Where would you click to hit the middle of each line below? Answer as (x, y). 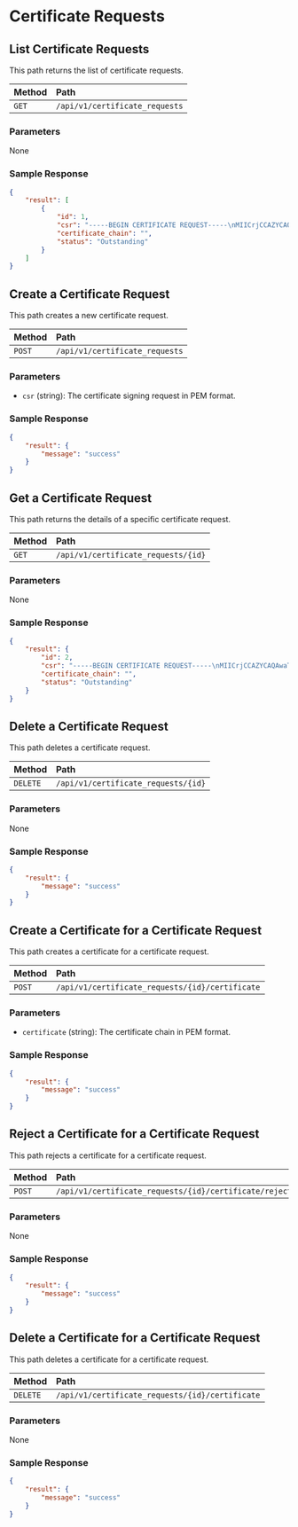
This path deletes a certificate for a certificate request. (109, 1359)
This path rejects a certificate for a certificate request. (108, 1155)
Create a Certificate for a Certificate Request (136, 930)
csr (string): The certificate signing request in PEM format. (129, 395)
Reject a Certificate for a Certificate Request (134, 1134)
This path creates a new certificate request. (89, 316)
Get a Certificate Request (81, 498)
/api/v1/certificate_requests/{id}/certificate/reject (174, 1191)
